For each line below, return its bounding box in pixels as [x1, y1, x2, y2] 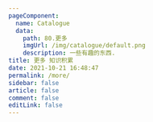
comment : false [8, 94, 60, 102]
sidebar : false [8, 79, 60, 87]
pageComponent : [8, 11, 60, 20]
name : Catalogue [15, 19, 70, 27]
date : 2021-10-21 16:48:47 [8, 64, 99, 72]
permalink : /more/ [8, 71, 70, 79]
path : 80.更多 [23, 34, 68, 43]
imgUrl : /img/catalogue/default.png [23, 42, 147, 50]
